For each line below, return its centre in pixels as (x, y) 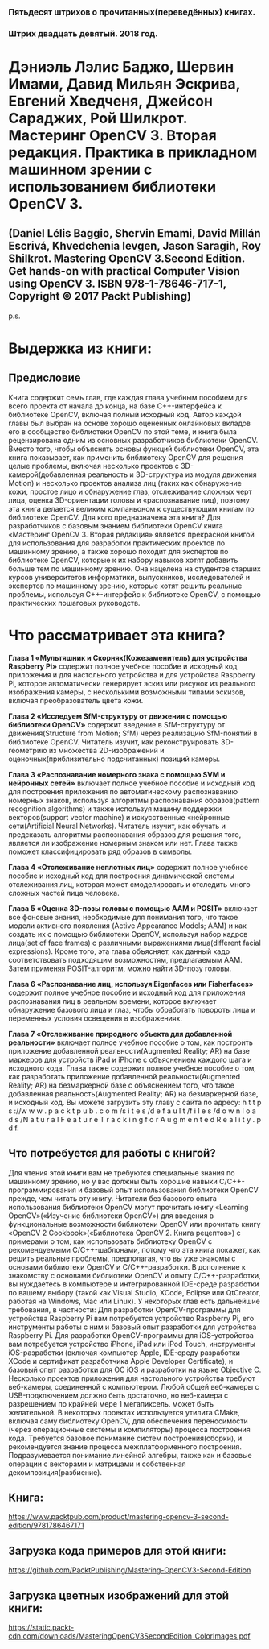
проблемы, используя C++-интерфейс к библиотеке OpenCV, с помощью (134, 594)
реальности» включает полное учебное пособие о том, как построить (130, 1042)
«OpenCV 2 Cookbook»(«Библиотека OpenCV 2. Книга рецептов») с (124, 1233)
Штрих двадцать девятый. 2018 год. (83, 33)
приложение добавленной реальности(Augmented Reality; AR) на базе (129, 1050)
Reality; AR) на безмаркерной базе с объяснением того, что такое (122, 1085)
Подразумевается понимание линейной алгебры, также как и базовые (130, 1455)
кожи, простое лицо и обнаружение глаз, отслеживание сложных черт (130, 491)
